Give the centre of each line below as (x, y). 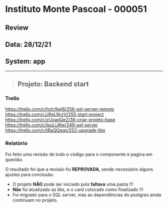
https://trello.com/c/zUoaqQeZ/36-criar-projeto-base (60, 120)
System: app (25, 62)
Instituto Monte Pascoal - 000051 (76, 9)
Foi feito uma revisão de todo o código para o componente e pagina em (79, 154)
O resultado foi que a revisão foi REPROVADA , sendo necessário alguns (79, 169)
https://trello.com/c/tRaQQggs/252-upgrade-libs (55, 130)
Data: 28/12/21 (28, 44)
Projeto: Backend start (53, 84)
